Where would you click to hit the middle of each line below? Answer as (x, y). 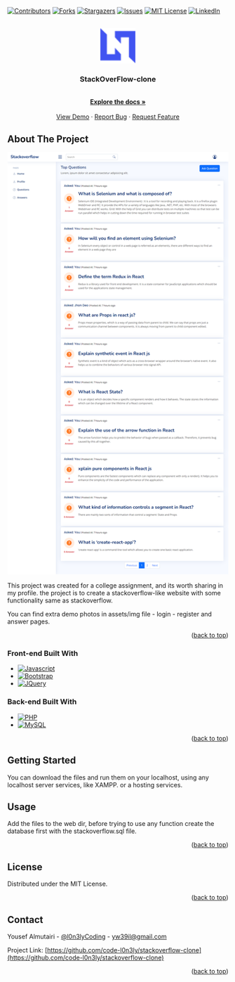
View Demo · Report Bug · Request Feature (118, 117)
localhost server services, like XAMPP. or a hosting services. (95, 784)
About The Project (48, 139)
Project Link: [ (27, 950)
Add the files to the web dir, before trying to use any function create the (111, 824)
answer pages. (29, 621)
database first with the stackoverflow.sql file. (72, 831)
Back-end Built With (42, 702)
